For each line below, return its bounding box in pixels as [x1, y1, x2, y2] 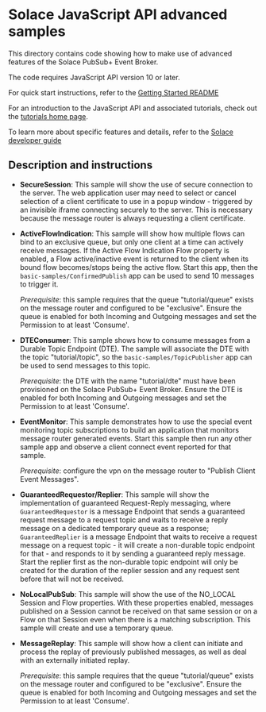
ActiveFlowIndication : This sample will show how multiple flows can [19, 229, 245, 238]
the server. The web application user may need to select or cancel [19, 188, 237, 198]
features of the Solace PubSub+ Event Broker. [8, 57, 159, 67]
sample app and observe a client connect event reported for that [19, 442, 232, 452]
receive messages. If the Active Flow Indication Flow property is [19, 245, 230, 255]
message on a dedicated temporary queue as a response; [19, 523, 210, 533]
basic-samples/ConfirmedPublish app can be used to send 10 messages [19, 271, 255, 280]
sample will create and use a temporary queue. [19, 623, 174, 633]
